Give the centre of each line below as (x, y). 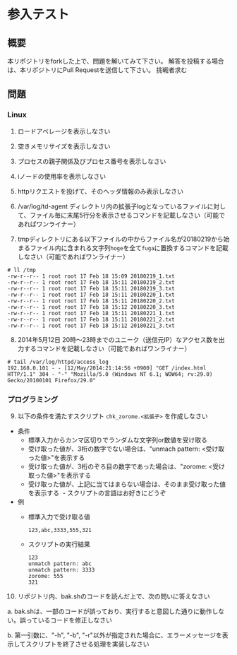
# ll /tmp (22, 270)
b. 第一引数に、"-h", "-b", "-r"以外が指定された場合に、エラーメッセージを (115, 635)
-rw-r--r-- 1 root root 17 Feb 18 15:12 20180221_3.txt (91, 326)
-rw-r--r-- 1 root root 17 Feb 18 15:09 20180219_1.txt (91, 276)
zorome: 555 (45, 576)
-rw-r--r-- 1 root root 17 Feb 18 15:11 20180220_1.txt (91, 295)
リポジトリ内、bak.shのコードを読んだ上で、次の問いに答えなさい (114, 596)
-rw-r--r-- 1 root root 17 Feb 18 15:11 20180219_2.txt (91, 282)
